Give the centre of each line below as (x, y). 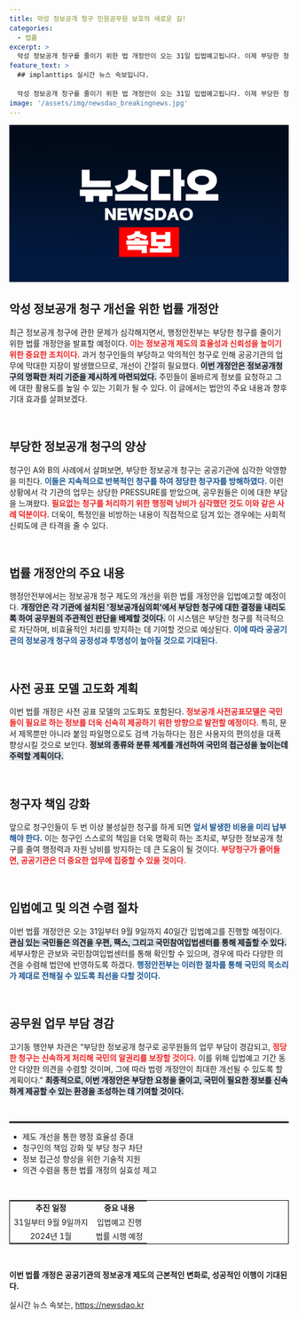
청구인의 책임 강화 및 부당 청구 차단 (82, 1148)
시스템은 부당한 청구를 (215, 618)
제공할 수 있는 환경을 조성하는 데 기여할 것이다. (105, 1091)
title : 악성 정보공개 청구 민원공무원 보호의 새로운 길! (98, 19)
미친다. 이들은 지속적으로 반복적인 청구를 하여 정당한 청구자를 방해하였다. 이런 (151, 481)
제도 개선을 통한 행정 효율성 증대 (78, 1136)
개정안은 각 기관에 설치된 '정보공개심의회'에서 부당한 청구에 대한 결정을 (142, 608)
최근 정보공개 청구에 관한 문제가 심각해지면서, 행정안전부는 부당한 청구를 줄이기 (145, 332)
